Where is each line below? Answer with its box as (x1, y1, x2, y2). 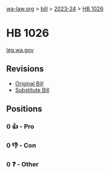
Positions (6, 104, 42, 114)
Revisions (6, 64, 44, 74)
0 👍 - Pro (6, 122, 34, 131)
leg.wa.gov (6, 46, 34, 53)
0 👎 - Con (6, 141, 36, 149)
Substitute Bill (15, 86, 50, 93)
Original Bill (15, 80, 44, 87)
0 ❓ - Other (6, 160, 39, 168)
